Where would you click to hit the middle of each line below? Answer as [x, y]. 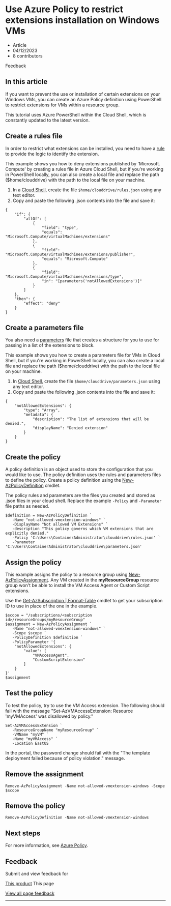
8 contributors [27, 56]
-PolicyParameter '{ [34, 642]
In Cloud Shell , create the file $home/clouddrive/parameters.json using [86, 381]
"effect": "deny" [42, 303]
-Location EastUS [31, 743]
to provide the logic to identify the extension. [52, 154]
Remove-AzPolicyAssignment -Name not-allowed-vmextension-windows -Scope [85, 786]
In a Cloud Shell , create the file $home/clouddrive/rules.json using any [87, 190]
